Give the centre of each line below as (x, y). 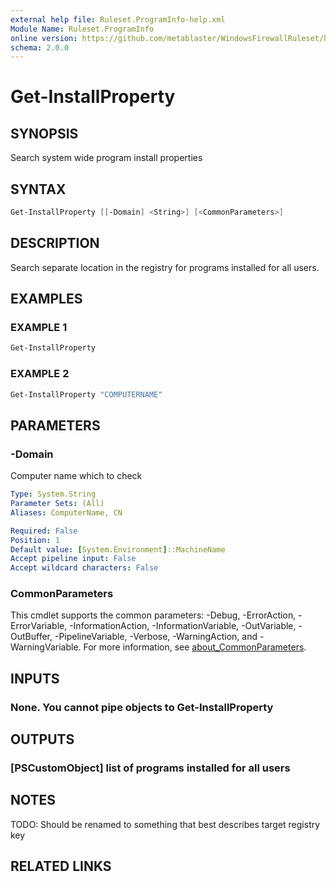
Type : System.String (53, 494)
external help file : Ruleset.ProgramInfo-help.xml (118, 19)
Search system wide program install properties (106, 158)
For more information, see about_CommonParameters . (195, 647)
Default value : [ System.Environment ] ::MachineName (118, 549)
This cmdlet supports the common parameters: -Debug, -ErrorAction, (153, 615)
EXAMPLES (46, 299)
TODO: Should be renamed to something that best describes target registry (165, 824)
